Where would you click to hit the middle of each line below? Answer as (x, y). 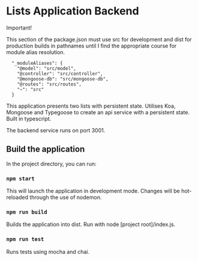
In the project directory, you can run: (51, 164)
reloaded (17, 197)
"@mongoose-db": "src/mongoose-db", (63, 79)
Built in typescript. (29, 118)
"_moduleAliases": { (37, 63)
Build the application (46, 149)
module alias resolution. (36, 52)
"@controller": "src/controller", (60, 73)
